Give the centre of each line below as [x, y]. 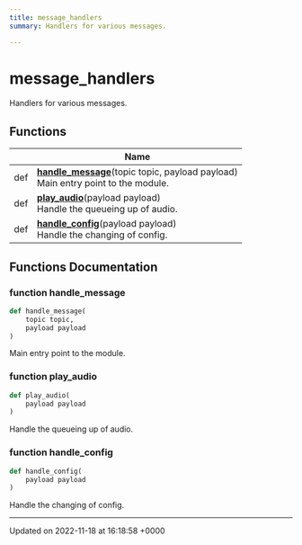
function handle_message [67, 292]
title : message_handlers [56, 18]
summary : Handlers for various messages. [88, 26]
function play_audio [53, 377]
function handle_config [62, 452]
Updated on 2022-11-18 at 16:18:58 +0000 [87, 531]
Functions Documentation [84, 267]
